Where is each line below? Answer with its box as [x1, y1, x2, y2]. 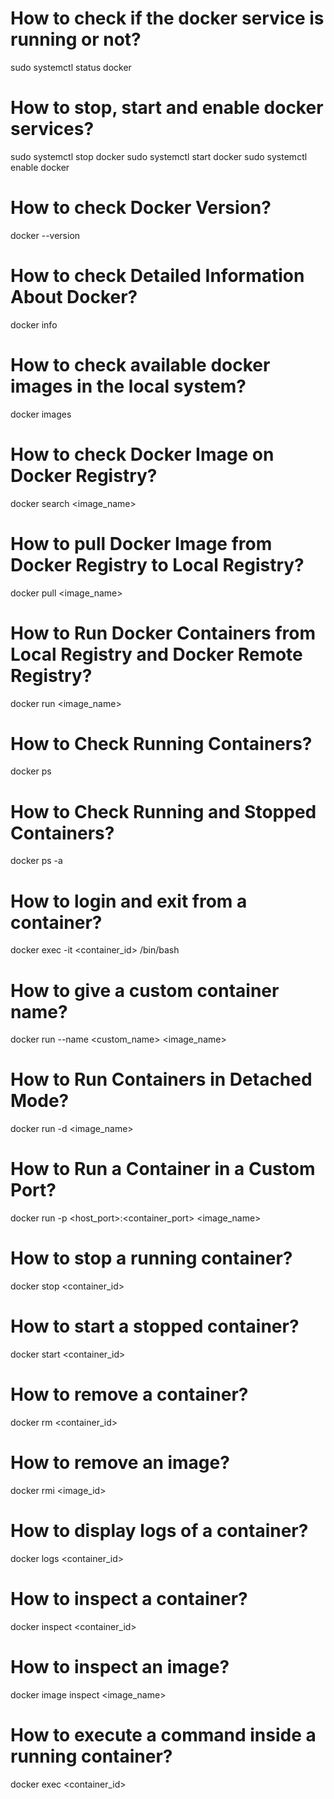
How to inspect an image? [10, 1655, 230, 1678]
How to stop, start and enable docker [10, 97, 324, 119]
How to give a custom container [10, 979, 280, 1002]
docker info [10, 318, 58, 331]
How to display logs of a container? [10, 1520, 309, 1542]
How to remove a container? [10, 1383, 249, 1406]
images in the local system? [10, 375, 247, 397]
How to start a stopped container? [10, 1315, 300, 1338]
